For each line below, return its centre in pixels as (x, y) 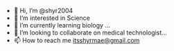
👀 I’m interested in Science (52, 18)
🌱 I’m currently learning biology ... (62, 25)
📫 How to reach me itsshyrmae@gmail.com (77, 40)
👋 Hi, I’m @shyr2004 (43, 11)
